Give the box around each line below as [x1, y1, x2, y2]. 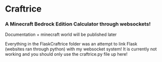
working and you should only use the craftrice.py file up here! [5, 51, 128, 57]
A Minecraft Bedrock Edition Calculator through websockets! [5, 21, 151, 28]
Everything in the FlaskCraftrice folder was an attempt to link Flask [5, 41, 138, 47]
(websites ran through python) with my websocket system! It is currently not [5, 46, 157, 52]
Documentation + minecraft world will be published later [5, 31, 117, 37]
